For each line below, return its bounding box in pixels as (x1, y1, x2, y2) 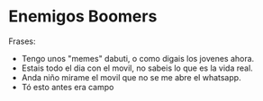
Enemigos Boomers (8, 6, 158, 27)
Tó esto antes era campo (21, 81, 114, 92)
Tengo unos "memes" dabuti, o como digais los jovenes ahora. (21, 53, 255, 63)
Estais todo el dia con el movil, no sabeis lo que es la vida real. (21, 63, 253, 73)
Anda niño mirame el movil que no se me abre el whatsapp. (21, 72, 241, 82)
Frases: (8, 36, 36, 46)
